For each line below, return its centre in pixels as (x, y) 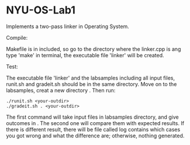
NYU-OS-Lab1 (41, 10)
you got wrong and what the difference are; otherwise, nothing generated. (95, 136)
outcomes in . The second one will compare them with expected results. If (95, 123)
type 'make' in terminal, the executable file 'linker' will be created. (85, 55)
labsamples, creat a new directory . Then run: (61, 90)
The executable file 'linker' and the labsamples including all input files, (91, 78)
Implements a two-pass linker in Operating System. (68, 26)
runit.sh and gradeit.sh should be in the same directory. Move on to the (91, 84)
